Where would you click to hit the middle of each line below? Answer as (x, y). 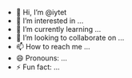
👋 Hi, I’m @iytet (41, 12)
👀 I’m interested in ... (50, 21)
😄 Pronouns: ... (42, 58)
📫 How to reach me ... (53, 47)
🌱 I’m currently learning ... (58, 29)
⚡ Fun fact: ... (38, 67)
